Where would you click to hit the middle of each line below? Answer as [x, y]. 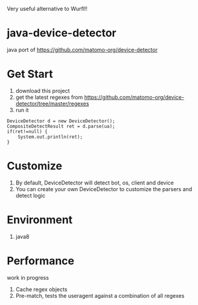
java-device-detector [62, 33]
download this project [43, 90]
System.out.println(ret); [50, 137]
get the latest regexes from [49, 97]
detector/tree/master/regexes [52, 103]
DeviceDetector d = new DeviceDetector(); [61, 121]
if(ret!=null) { [27, 131]
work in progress [28, 277]
